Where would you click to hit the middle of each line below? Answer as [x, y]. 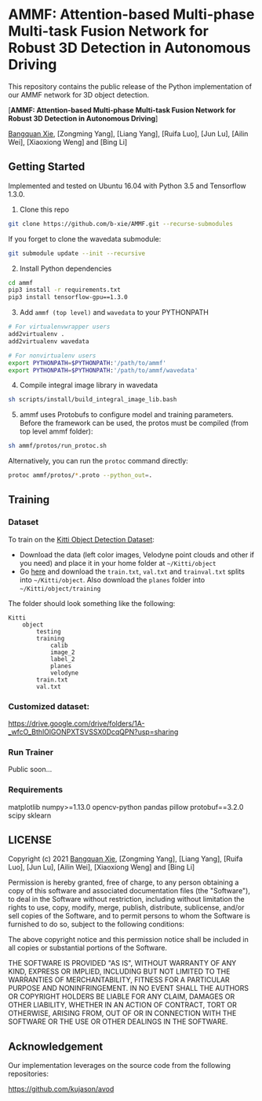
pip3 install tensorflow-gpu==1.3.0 [68, 297]
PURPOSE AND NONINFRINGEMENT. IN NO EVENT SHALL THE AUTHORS [129, 988]
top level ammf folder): [56, 431]
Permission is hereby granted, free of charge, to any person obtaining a [124, 882]
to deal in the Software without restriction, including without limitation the [126, 900]
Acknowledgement [56, 1046]
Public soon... [30, 770]
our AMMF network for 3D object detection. [79, 94]
